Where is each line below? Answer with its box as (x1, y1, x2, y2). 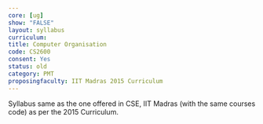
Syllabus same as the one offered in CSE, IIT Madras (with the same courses (8, 99, 256, 108)
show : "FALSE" (8, 19, 55, 27)
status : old (8, 63, 47, 71)
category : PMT (8, 70, 55, 78)
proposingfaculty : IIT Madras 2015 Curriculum (8, 77, 163, 85)
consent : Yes (8, 56, 51, 64)
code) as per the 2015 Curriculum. (8, 107, 119, 116)
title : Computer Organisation (8, 41, 108, 49)
